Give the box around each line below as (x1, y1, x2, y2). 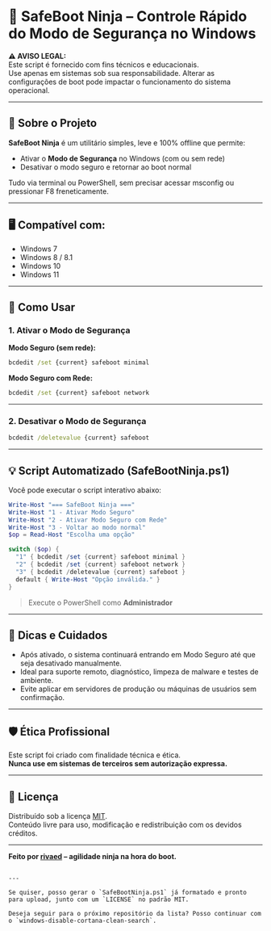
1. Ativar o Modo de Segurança (8, 325, 131, 336)
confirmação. (19, 693, 65, 702)
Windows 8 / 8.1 (19, 252, 73, 262)
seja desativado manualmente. (19, 658, 123, 669)
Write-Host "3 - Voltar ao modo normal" (8, 523, 147, 531)
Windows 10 (19, 261, 61, 270)
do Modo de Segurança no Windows (8, 24, 256, 43)
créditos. (8, 828, 38, 838)
